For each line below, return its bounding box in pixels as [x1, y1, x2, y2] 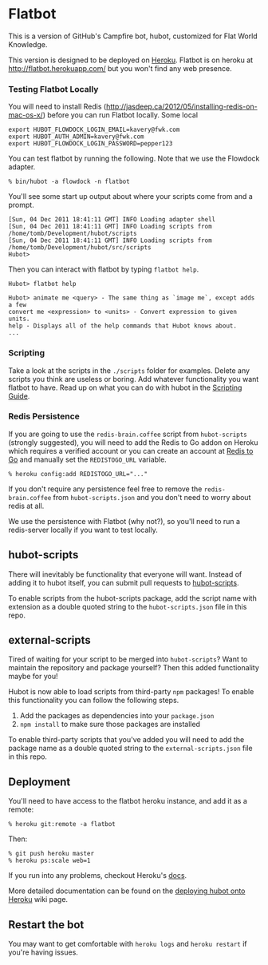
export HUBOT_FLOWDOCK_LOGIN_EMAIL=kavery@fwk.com [8, 125, 180, 134]
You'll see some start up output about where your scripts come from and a [8, 192, 253, 201]
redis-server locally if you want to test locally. [8, 525, 158, 534]
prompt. [8, 201, 34, 210]
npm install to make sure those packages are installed [19, 720, 201, 729]
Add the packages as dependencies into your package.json [19, 711, 215, 721]
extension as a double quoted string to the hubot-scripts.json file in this [8, 602, 247, 611]
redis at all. [8, 501, 45, 510]
